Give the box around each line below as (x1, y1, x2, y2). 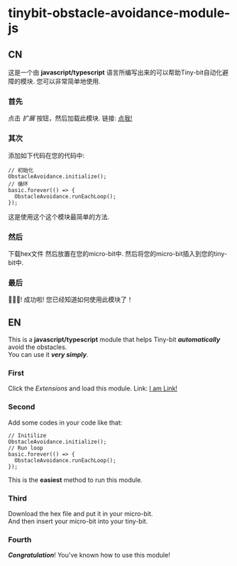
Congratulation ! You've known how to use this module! (8, 551, 171, 560)
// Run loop (8, 444, 43, 452)
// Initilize (8, 432, 47, 439)
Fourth (8, 535, 32, 545)
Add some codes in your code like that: (8, 418, 123, 427)
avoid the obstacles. (8, 343, 67, 351)
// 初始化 (8, 166, 34, 173)
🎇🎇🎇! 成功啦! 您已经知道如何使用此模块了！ (8, 295, 133, 304)
